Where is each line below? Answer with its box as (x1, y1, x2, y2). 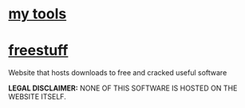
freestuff (8, 42, 69, 60)
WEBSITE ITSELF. (8, 92, 66, 102)
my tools (8, 5, 67, 23)
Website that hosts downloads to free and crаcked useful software (8, 68, 227, 78)
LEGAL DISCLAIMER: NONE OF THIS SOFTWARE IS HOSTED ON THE (8, 83, 238, 93)
